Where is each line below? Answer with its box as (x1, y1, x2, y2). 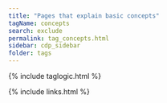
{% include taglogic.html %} (8, 72, 102, 80)
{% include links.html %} (8, 87, 90, 97)
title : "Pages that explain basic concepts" (8, 11, 160, 20)
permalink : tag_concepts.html (8, 34, 110, 43)
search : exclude (8, 27, 63, 35)
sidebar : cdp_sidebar (8, 42, 81, 50)
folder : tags (8, 49, 52, 57)
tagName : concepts (8, 19, 70, 27)
